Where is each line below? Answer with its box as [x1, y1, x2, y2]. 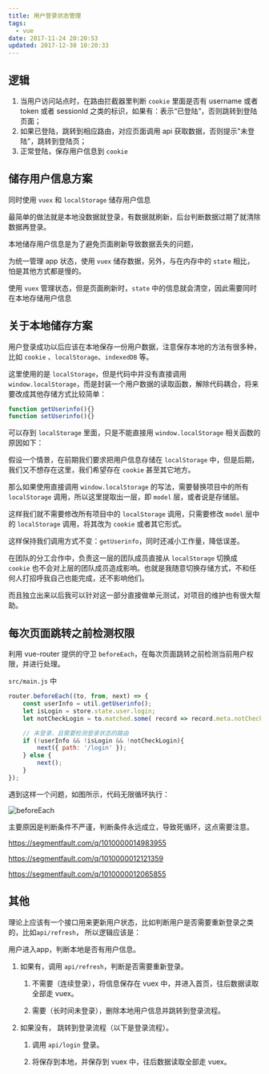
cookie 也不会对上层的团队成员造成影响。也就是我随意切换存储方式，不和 [8, 563, 250, 573]
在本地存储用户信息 [8, 293, 72, 303]
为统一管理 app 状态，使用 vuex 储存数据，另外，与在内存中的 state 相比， [8, 256, 255, 266]
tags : [8, 19, 26, 27]
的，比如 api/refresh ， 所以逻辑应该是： [8, 927, 142, 937]
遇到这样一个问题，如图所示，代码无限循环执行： [8, 789, 170, 799]
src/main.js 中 [8, 676, 58, 686]
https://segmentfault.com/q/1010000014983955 [8, 838, 167, 848]
